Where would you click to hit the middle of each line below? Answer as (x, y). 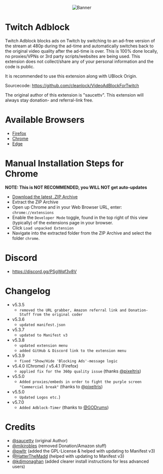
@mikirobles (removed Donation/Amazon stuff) (59, 446)
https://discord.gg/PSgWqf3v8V (44, 271)
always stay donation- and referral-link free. (49, 100)
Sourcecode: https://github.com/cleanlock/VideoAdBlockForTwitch (72, 85)
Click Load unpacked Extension (43, 228)
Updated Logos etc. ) (40, 397)
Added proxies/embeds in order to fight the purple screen (81, 382)
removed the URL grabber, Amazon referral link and (73, 310)
